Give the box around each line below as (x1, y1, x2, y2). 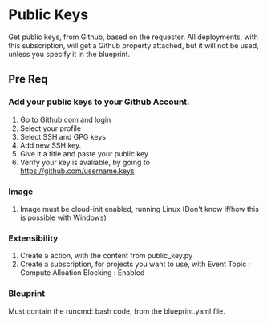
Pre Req (8, 72, 48, 86)
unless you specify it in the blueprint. (8, 49, 131, 59)
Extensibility (8, 233, 59, 244)
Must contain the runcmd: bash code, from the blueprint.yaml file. (8, 306, 226, 316)
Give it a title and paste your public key (19, 148, 148, 158)
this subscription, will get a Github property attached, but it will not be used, (8, 40, 259, 50)
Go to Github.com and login (19, 115, 111, 124)
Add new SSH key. (19, 140, 82, 150)
